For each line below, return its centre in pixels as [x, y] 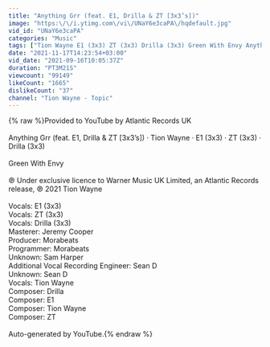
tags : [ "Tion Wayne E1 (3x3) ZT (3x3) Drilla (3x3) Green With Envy [125, 46]
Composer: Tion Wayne [47, 308]
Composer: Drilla [36, 292]
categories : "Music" [43, 38]
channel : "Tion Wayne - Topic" [61, 98]
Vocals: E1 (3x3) [35, 206]
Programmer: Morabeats [49, 249]
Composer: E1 [31, 300]
